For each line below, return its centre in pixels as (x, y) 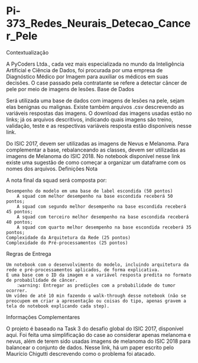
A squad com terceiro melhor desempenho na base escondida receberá (103, 217)
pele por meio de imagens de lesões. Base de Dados (70, 89)
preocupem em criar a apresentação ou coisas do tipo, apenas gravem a (96, 301)
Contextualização (27, 52)
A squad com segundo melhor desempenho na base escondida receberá (101, 206)
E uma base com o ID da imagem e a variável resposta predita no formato (99, 275)
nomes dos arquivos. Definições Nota (52, 168)
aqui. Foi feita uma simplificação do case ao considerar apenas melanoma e (98, 335)
